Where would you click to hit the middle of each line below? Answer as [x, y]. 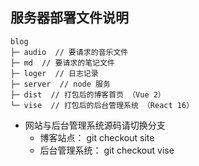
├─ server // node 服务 [60, 84]
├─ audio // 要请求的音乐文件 [69, 52]
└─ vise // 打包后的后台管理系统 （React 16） [102, 105]
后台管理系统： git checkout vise [107, 150]
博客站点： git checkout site [97, 137]
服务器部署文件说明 [69, 18]
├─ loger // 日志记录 [54, 73]
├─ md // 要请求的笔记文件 [62, 63]
